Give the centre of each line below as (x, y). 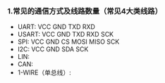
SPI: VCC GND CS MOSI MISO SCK (68, 42)
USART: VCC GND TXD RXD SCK (66, 34)
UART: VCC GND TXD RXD (56, 27)
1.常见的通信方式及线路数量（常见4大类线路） (85, 11)
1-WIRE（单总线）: (44, 72)
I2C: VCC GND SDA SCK (53, 49)
